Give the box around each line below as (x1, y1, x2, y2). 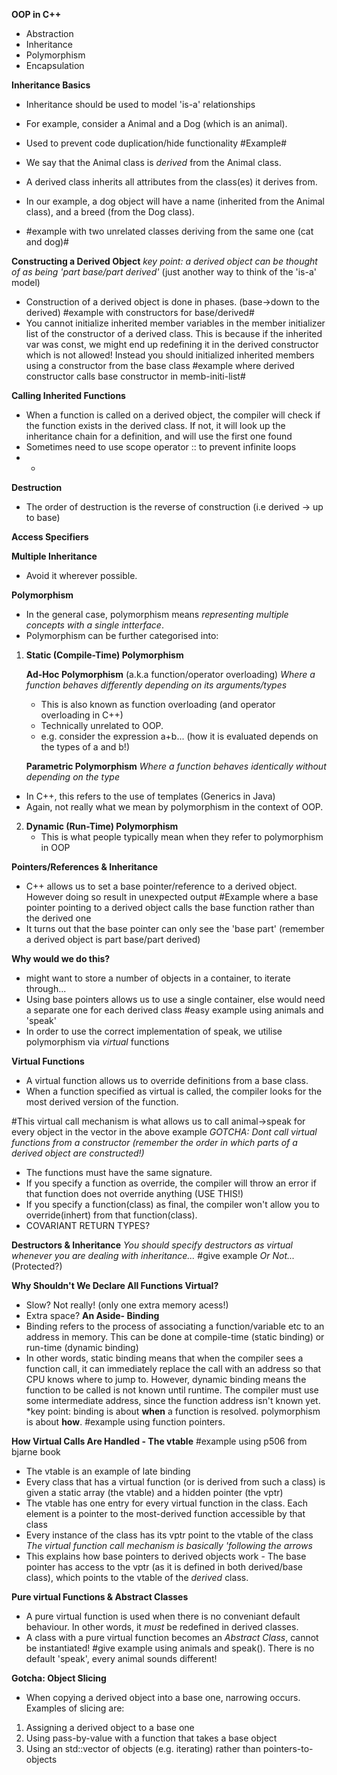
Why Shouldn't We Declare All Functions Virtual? (11, 1280, 219, 1291)
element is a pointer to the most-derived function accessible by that (25, 1508, 306, 1519)
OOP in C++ (11, 9, 62, 20)
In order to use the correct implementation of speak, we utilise (25, 1025, 283, 1037)
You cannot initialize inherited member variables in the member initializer (25, 317, 326, 329)
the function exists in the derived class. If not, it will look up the (25, 420, 286, 431)
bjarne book (11, 1446, 61, 1458)
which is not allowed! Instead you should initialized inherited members (25, 349, 315, 361)
